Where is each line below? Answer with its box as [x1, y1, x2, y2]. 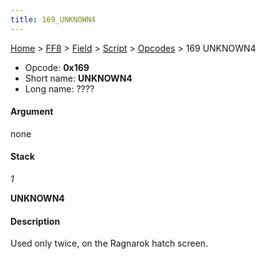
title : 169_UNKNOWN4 [10, 14, 97, 25]
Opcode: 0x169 [24, 61, 90, 73]
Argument [10, 106, 54, 118]
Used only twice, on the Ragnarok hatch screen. [10, 237, 209, 250]
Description [10, 215, 61, 227]
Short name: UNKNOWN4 [24, 72, 133, 84]
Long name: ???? [24, 82, 95, 95]
